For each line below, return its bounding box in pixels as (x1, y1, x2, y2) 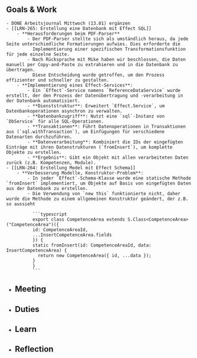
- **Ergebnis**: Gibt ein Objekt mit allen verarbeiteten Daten (27, 155, 189, 160)
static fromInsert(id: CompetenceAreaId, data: (32, 242, 152, 248)
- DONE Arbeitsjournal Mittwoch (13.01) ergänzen (6, 20, 131, 26)
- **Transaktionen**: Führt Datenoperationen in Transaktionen (27, 123, 186, 129)
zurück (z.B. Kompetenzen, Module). (6, 159, 96, 166)
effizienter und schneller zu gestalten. (6, 77, 110, 83)
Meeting (14, 284, 47, 294)
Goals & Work (6, 5, 57, 15)
